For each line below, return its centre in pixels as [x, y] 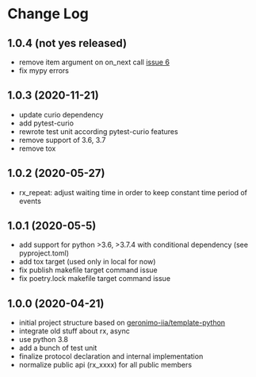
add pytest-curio [46, 123]
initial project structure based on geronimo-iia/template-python [122, 323]
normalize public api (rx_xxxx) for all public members [105, 365]
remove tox [37, 148]
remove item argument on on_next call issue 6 [94, 62]
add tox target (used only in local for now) [87, 262]
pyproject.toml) [44, 253]
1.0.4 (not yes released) [67, 43]
